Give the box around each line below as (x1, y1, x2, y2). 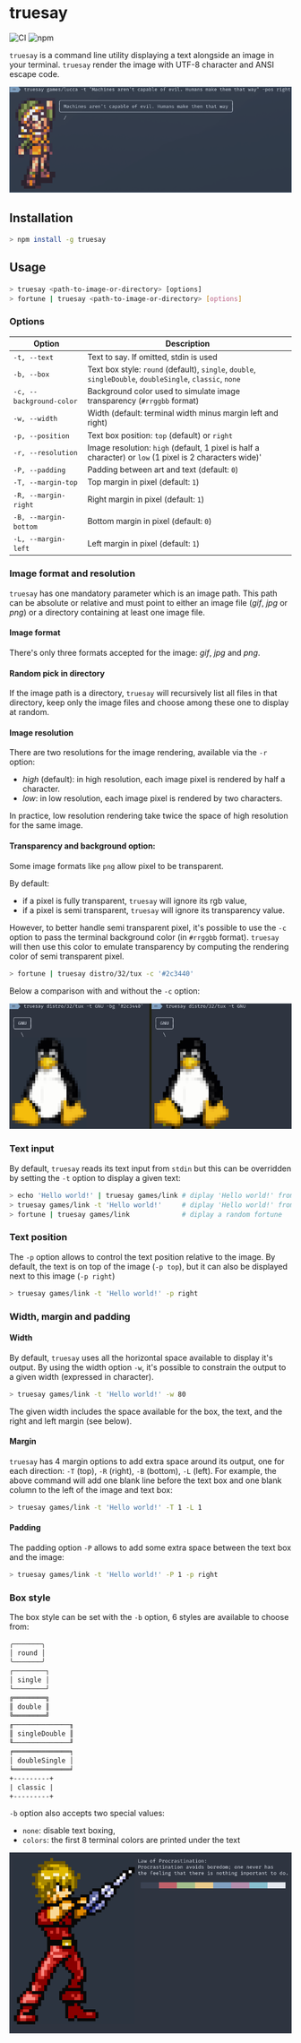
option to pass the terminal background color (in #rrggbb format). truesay (9, 931, 279, 943)
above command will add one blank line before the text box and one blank (9, 1475, 282, 1486)
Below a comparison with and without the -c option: (9, 985, 201, 996)
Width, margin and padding (9, 1310, 131, 1323)
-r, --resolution (13, 449, 78, 458)
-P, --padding (13, 466, 66, 475)
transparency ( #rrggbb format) (87, 395, 200, 406)
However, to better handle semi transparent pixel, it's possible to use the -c (9, 922, 287, 933)
